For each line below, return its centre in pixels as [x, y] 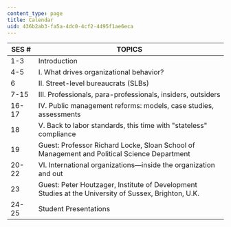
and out [51, 174]
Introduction [58, 61]
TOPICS [130, 50]
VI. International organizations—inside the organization [126, 165]
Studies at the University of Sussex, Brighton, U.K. [119, 193]
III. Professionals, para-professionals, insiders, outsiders [129, 95]
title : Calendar [30, 20]
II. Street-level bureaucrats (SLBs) [93, 83]
